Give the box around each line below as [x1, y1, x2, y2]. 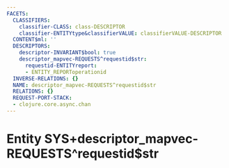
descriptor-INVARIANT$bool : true [19, 49, 116, 56]
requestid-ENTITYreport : [24, 62, 97, 69]
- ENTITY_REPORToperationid [24, 68, 107, 75]
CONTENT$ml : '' [13, 36, 57, 43]
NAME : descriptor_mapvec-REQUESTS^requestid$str [13, 82, 157, 89]
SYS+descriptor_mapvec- [44, 131, 199, 147]
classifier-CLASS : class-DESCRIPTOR [19, 23, 126, 30]
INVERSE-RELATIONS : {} [13, 75, 79, 82]
